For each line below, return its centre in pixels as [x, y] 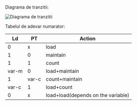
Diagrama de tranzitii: [27, 7]
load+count [59, 87]
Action [88, 38]
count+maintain [64, 79]
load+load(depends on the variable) [88, 95]
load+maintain [62, 71]
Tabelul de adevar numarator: [35, 26]
